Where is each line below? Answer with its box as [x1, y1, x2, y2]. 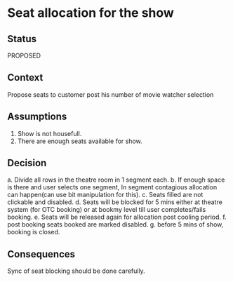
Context [7, 72, 44, 83]
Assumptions [7, 111, 67, 123]
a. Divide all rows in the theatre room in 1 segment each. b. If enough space [7, 175, 225, 184]
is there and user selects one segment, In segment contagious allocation [7, 183, 218, 192]
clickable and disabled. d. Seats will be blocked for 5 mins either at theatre [7, 198, 222, 206]
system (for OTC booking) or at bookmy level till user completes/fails [7, 206, 206, 214]
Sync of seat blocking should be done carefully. [7, 267, 145, 275]
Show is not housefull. [17, 129, 82, 137]
